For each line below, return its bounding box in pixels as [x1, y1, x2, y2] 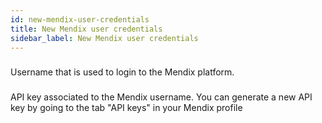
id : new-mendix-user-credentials [10, 14, 150, 25]
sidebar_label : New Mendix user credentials [10, 33, 199, 43]
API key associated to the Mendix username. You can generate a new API [10, 91, 313, 103]
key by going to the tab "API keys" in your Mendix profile [10, 102, 243, 114]
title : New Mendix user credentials [10, 24, 163, 34]
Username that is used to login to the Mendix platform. [10, 66, 235, 78]
